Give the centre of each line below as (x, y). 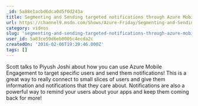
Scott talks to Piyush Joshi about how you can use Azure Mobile (84, 67)
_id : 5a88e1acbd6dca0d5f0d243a (44, 11)
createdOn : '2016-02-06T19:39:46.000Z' (55, 45)
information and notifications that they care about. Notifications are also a (95, 85)
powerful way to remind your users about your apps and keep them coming (98, 91)
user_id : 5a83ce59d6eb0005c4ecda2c (50, 39)
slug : (13, 34)
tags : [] (17, 50)
